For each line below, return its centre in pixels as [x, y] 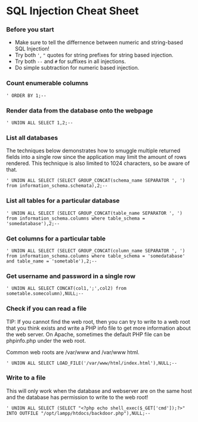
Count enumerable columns [47, 83]
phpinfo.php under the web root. [46, 340]
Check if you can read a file [47, 309]
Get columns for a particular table [56, 238]
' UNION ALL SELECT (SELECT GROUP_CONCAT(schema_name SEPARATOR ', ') [96, 181]
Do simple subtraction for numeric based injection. [77, 68]
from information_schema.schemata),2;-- [57, 186]
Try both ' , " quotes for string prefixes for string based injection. [94, 55]
